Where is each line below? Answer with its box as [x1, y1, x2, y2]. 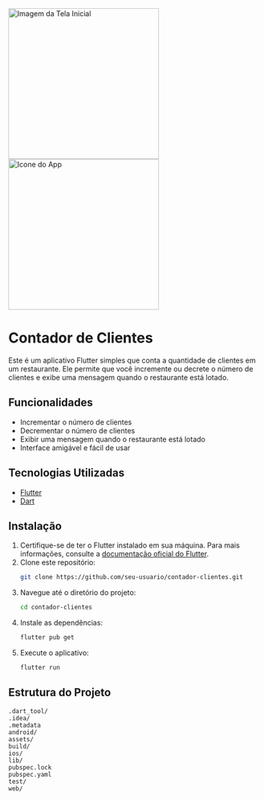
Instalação [8, 519, 63, 533]
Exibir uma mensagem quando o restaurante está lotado [19, 434, 206, 444]
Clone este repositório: [19, 558, 96, 568]
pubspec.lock [8, 763, 52, 771]
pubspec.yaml [8, 770, 52, 778]
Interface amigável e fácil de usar [19, 442, 131, 453]
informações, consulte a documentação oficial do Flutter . [19, 549, 209, 559]
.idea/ [8, 714, 30, 722]
